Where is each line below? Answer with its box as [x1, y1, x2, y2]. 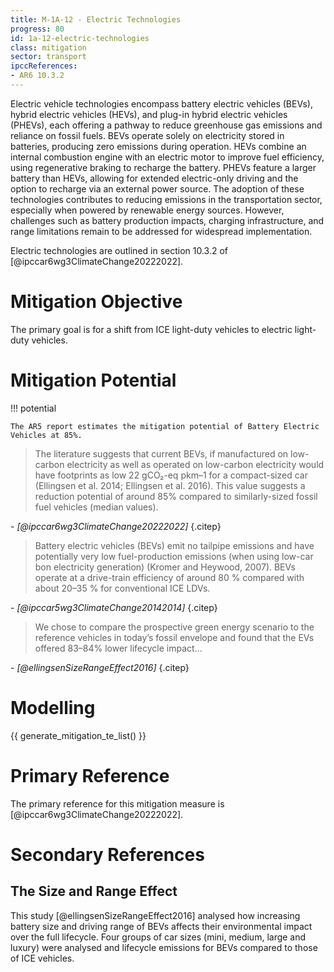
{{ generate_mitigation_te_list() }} [10, 729, 147, 741]
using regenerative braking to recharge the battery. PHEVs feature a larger [10, 161, 317, 173]
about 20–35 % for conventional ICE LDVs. [34, 582, 211, 594]
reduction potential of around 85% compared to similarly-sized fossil [34, 490, 318, 502]
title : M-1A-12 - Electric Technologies [10, 14, 182, 25]
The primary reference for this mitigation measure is [10, 797, 225, 810]
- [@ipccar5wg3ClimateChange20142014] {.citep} [10, 601, 218, 613]
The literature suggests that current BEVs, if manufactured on [34, 447, 289, 460]
